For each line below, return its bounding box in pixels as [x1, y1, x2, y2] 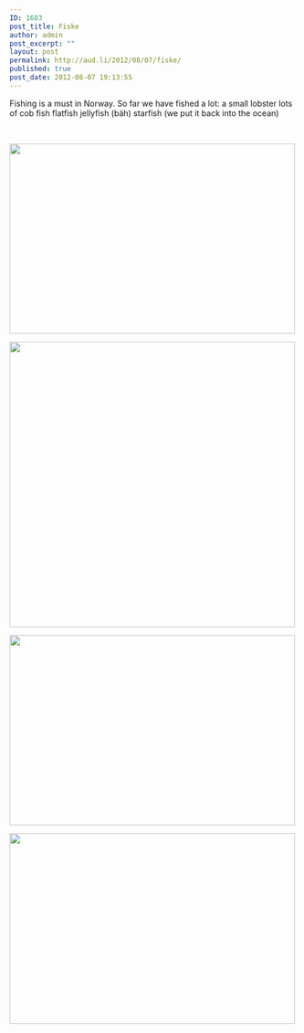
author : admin [9, 30, 64, 39]
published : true [9, 65, 71, 74]
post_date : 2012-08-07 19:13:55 [9, 73, 132, 82]
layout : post [9, 47, 59, 57]
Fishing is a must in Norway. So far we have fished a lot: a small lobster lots [9, 98, 293, 109]
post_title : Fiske [9, 22, 79, 31]
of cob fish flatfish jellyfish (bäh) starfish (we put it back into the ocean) [9, 107, 279, 119]
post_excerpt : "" [9, 38, 76, 48]
